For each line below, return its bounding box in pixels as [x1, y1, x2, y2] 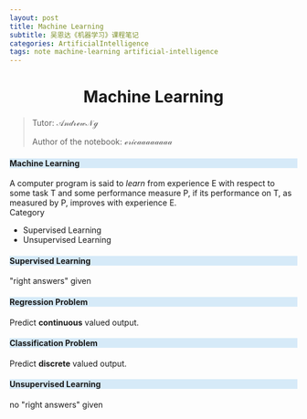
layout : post [9, 13, 59, 23]
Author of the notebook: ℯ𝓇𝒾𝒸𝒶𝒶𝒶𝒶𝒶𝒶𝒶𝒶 [31, 136, 173, 147]
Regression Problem [9, 297, 89, 308]
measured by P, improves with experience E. [9, 197, 177, 208]
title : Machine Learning [9, 22, 104, 31]
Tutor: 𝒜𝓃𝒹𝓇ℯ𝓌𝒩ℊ [31, 118, 99, 129]
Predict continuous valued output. [9, 317, 140, 328]
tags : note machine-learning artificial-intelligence [9, 47, 219, 57]
